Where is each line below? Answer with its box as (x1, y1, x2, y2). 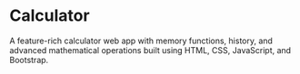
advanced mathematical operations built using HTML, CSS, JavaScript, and (9, 44, 292, 55)
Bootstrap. (9, 54, 49, 65)
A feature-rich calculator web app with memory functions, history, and (9, 35, 273, 46)
